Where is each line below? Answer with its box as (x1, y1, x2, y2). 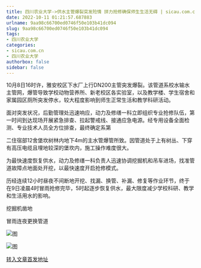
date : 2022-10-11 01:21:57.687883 (6, 14, 93, 20)
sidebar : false (6, 64, 44, 71)
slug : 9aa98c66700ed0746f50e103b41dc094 (6, 25, 109, 32)
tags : (6, 31, 20, 37)
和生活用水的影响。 (6, 192, 54, 199)
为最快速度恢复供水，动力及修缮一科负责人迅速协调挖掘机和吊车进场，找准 (6, 157, 190, 165)
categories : (6, 42, 36, 48)
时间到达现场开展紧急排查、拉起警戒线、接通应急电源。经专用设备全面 (11, 117, 184, 124)
